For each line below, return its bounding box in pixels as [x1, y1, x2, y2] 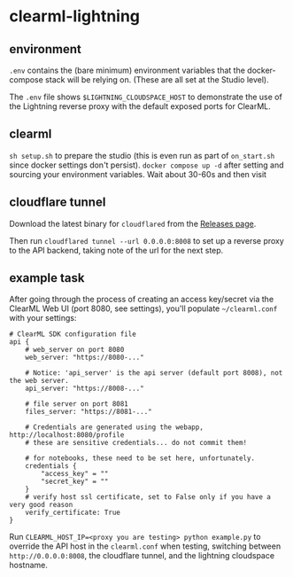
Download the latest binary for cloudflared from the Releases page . [9, 218, 257, 229]
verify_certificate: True [25, 508, 121, 518]
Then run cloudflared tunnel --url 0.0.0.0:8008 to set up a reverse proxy [9, 235, 285, 246]
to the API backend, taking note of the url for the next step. [9, 245, 224, 255]
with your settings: [9, 313, 77, 324]
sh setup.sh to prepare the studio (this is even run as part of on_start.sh [9, 150, 275, 160]
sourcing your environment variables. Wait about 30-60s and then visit [9, 168, 267, 179]
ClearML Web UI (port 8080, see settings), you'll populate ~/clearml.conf [9, 303, 278, 314]
